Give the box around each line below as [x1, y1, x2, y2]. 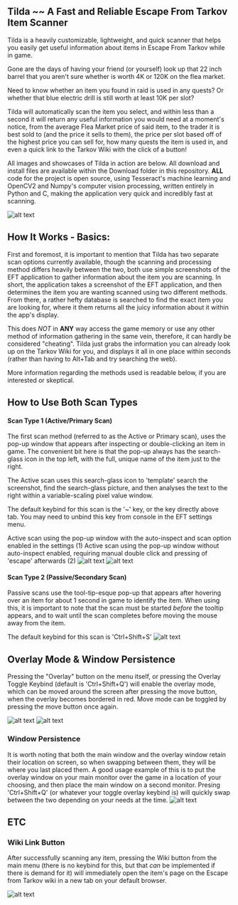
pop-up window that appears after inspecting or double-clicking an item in [7, 440, 225, 448]
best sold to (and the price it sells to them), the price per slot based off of [7, 129, 222, 138]
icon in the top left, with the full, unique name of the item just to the [24, 455, 221, 463]
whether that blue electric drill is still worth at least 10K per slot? [7, 93, 195, 102]
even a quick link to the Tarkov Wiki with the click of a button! [7, 145, 187, 154]
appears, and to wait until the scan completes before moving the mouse [7, 611, 218, 620]
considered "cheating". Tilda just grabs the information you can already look [7, 339, 231, 348]
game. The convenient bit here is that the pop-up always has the [7, 448, 197, 456]
